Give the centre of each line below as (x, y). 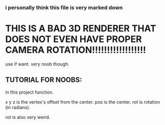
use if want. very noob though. (37, 64)
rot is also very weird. (28, 117)
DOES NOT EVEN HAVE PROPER (74, 39)
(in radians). (18, 107)
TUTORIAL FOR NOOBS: (44, 80)
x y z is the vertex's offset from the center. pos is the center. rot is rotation (83, 102)
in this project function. (29, 92)
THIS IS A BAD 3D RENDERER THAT (81, 29)
